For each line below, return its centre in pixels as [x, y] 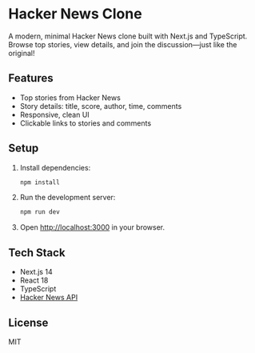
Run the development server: [68, 198]
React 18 [34, 280]
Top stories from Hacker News [70, 98]
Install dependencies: [55, 167]
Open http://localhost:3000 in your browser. [92, 227]
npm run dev [40, 212]
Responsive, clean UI [54, 114]
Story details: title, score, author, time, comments [101, 106]
